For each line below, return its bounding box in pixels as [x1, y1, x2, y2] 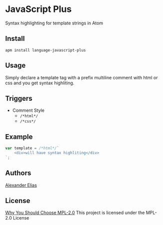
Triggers [5, 94, 32, 103]
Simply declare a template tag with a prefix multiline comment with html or [5, 74, 158, 80]
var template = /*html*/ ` [5, 146, 59, 151]
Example [5, 132, 33, 141]
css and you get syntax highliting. [5, 80, 74, 86]
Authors [5, 169, 31, 178]
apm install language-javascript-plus [5, 47, 86, 53]
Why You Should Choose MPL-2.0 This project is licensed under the [5, 210, 145, 216]
